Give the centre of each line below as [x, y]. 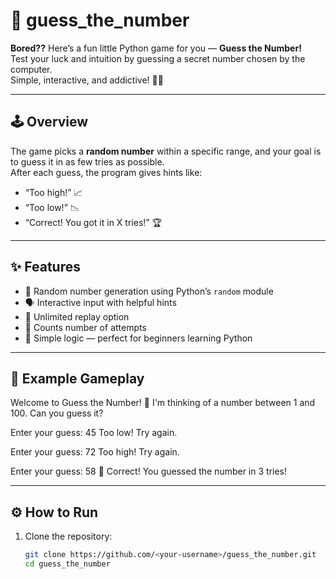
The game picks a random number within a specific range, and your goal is [166, 151]
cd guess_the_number [67, 564]
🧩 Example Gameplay [77, 378]
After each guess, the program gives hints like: [106, 172]
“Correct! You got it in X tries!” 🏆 [93, 222]
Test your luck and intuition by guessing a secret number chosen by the [158, 58]
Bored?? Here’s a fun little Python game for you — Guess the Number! [156, 48]
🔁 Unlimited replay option [77, 316]
